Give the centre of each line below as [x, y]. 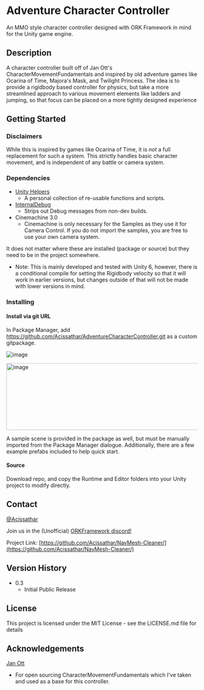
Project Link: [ [24, 542]
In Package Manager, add [38, 329]
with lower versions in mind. [50, 286]
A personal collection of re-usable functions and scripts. [95, 198]
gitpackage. [21, 343]
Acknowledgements [45, 648]
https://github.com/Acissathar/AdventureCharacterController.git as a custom [102, 336]
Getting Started [36, 119]
